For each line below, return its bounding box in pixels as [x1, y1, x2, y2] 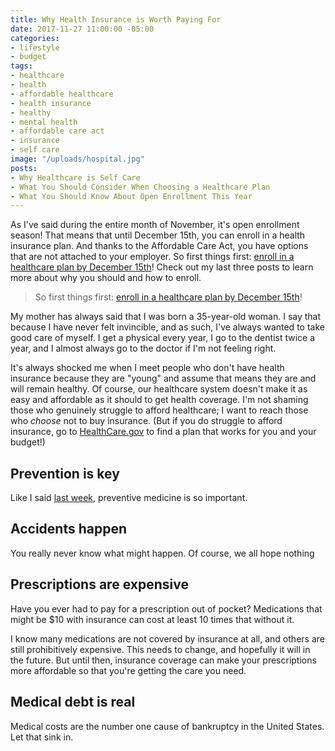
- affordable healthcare [10, 89, 114, 99]
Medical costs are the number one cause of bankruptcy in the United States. [10, 720, 325, 732]
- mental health [10, 117, 78, 127]
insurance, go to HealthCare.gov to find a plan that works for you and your [10, 426, 317, 438]
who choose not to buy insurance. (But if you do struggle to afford [10, 415, 283, 427]
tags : [10, 61, 33, 71]
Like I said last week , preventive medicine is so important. [10, 492, 248, 504]
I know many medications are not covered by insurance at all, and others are [10, 632, 325, 645]
